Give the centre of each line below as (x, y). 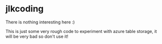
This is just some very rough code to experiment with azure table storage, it (81, 31)
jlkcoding (25, 9)
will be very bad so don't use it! (37, 36)
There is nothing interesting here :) (40, 22)
